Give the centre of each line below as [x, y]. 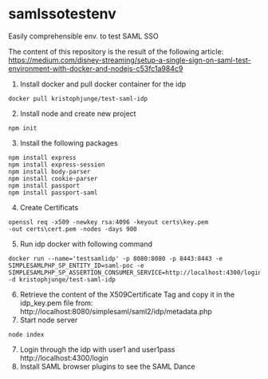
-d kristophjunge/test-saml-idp [62, 279]
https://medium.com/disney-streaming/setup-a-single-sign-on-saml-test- [130, 60]
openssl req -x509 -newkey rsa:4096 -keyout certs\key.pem [108, 222]
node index [26, 334]
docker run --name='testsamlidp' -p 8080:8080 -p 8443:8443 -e [116, 258]
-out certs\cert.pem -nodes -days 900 [73, 229]
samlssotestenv [63, 14]
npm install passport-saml [53, 193]
